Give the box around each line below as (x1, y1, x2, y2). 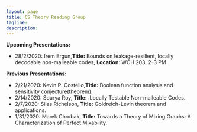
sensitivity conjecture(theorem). (14, 88, 93, 95)
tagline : (6, 19, 28, 25)
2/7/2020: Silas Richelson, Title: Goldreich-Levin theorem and (14, 101, 167, 108)
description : (6, 25, 38, 31)
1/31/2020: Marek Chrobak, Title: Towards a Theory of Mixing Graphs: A (14, 113, 191, 120)
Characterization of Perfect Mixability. (14, 119, 108, 127)
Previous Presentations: (6, 70, 67, 77)
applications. (14, 107, 46, 114)
